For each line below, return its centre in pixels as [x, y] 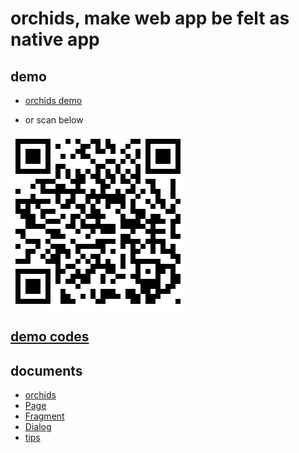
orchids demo [53, 100]
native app [55, 39]
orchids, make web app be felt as [150, 18]
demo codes [50, 337]
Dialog [38, 427]
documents [46, 370]
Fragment [44, 416]
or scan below [54, 120]
